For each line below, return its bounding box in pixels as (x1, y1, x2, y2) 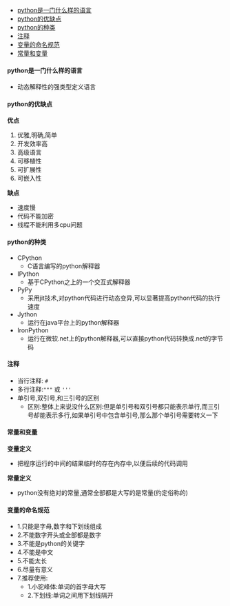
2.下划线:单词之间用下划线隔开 (27, 592, 114, 600)
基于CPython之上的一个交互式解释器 (27, 278, 131, 286)
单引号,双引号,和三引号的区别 (17, 394, 100, 402)
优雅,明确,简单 (17, 131, 57, 139)
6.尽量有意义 (17, 565, 54, 574)
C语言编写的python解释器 (27, 261, 101, 270)
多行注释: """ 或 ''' (17, 385, 72, 393)
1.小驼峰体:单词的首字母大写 (27, 583, 107, 591)
